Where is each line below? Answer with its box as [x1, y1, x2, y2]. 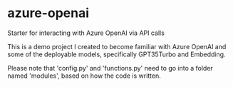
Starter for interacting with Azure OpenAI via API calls [7, 29, 165, 37]
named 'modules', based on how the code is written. [7, 71, 162, 80]
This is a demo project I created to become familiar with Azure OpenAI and [7, 42, 227, 51]
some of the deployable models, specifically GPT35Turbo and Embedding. [7, 50, 226, 58]
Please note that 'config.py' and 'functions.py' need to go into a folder [7, 63, 214, 72]
